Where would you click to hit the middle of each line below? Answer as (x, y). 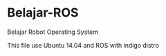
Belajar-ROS (43, 13)
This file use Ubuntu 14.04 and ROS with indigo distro (83, 45)
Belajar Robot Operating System (53, 32)
